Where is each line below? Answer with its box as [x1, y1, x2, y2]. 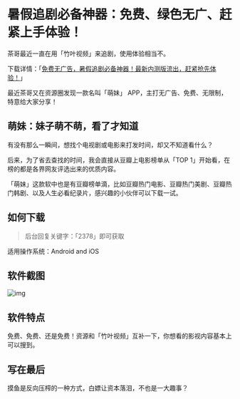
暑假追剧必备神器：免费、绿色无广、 [7, 6, 220, 23]
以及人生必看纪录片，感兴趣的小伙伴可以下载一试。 [31, 188, 182, 197]
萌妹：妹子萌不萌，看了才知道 [7, 120, 139, 133]
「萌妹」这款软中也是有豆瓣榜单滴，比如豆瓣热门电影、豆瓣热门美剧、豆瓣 [7, 180, 226, 188]
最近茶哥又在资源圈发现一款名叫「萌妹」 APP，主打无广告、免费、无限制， [7, 88, 228, 97]
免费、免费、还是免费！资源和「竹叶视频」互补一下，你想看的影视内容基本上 [7, 332, 232, 341]
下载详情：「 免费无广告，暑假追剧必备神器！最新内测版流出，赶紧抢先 [7, 64, 210, 73]
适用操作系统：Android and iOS [7, 247, 100, 255]
